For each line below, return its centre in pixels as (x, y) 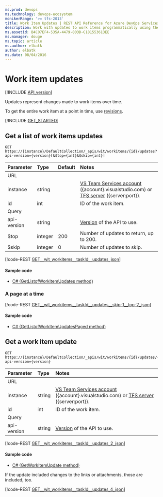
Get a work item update (41, 342)
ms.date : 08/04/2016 (26, 55)
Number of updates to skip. (111, 247)
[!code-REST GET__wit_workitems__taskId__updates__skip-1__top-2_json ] (78, 304)
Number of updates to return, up (117, 233)
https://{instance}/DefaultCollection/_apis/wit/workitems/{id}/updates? (81, 151)
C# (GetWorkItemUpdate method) (46, 465)
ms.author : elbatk (24, 46)
